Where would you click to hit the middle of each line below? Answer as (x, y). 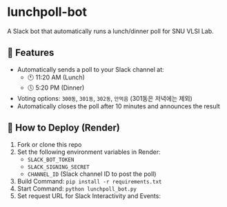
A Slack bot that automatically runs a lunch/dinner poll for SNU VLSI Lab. (110, 31)
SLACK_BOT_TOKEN (51, 159)
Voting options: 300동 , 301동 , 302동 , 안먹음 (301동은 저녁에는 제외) (105, 98)
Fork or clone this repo (49, 144)
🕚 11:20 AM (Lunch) (56, 77)
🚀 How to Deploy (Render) (64, 128)
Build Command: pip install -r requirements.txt (89, 181)
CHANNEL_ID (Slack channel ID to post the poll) (92, 174)
